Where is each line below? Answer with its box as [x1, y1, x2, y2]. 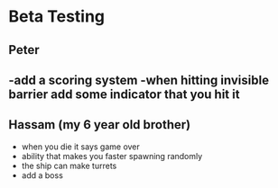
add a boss [21, 169, 64, 181]
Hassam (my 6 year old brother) [8, 117, 191, 132]
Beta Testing [8, 6, 106, 27]
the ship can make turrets [21, 160, 117, 171]
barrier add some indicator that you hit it [8, 86, 240, 102]
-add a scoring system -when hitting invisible [8, 72, 270, 87]
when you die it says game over [21, 141, 141, 152]
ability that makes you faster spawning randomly [21, 150, 203, 161]
